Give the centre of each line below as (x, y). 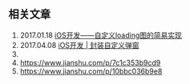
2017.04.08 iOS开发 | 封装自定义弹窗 (79, 45)
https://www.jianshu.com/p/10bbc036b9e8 (91, 71)
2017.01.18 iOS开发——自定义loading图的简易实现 (101, 35)
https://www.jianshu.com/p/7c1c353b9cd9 (90, 62)
